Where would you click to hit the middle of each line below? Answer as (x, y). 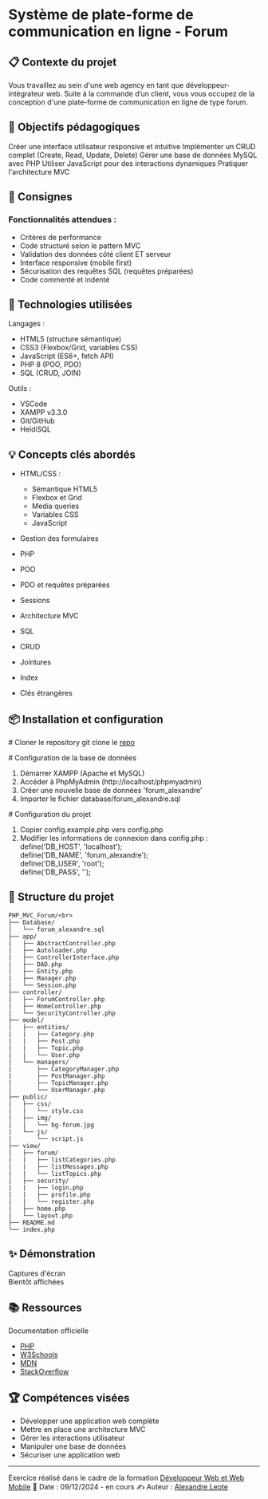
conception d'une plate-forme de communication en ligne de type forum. (128, 102)
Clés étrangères (46, 693)
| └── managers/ (39, 1062)
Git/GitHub (37, 421)
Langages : (27, 324)
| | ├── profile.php (49, 1194)
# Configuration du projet (50, 814)
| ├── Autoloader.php (48, 950)
